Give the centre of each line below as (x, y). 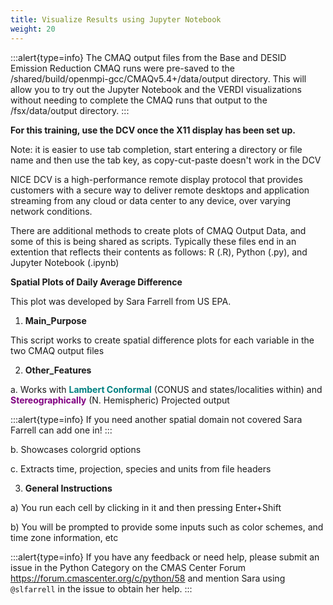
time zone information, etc (64, 537)
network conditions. (51, 211)
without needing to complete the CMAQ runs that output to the (139, 100)
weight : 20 (33, 29)
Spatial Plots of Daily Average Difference (96, 282)
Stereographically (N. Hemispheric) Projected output (120, 400)
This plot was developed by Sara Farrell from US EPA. (121, 301)
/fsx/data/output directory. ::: (70, 110)
